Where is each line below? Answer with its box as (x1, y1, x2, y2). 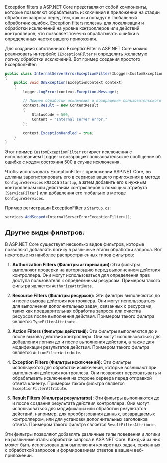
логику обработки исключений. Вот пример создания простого (5, 56, 141, 62)
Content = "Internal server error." (31, 117, 108, 122)
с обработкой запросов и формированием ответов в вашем (5, 447, 133, 453)
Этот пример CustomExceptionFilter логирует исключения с (5, 149, 132, 154)
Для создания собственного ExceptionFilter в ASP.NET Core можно (5, 46, 148, 51)
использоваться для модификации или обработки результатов (12, 405, 146, 411)
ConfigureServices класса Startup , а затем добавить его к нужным (5, 179, 147, 185)
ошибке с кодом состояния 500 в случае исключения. (5, 159, 121, 165)
